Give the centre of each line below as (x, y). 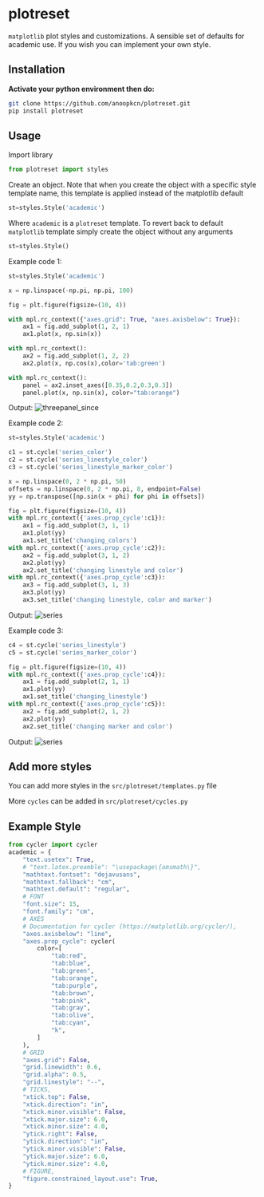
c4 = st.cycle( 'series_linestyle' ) (67, 645)
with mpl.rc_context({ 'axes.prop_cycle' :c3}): (87, 578)
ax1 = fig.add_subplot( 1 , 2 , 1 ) (76, 327)
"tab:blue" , (71, 964)
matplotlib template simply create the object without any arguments (121, 231)
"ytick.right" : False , (60, 1134)
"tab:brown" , (72, 993)
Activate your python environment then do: (81, 89)
